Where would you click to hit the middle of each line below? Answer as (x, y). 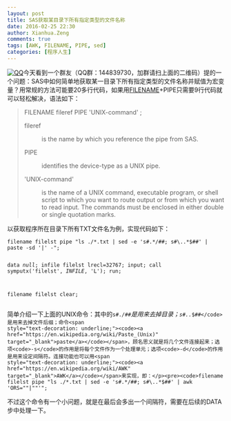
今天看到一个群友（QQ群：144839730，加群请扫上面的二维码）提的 (119, 72)
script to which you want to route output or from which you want (133, 199)
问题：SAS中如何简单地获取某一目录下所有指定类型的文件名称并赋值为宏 (115, 81)
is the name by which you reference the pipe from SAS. (120, 139)
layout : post (26, 13)
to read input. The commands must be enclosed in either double (132, 207)
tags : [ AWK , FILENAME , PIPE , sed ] (57, 46)
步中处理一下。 (28, 410)
